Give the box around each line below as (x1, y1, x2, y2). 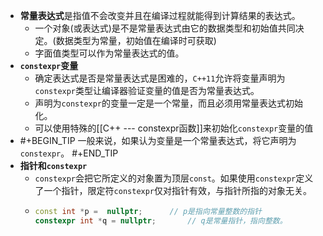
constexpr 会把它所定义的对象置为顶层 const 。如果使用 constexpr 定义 (34, 172, 314, 184)
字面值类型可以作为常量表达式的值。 (34, 47, 185, 59)
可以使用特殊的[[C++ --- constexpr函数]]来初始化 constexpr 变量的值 (34, 122, 314, 134)
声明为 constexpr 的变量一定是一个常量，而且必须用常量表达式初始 (34, 97, 304, 109)
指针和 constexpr (19, 160, 88, 171)
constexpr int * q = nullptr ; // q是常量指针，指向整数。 (34, 215, 288, 226)
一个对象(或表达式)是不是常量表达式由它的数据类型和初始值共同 (34, 22, 296, 34)
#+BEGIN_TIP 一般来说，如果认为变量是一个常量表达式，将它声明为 (19, 135, 297, 146)
